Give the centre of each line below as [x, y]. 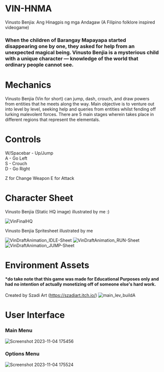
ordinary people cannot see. [39, 64]
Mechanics [28, 85]
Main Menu [19, 331]
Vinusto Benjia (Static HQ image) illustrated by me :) [57, 211]
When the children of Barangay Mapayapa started [66, 40]
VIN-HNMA [29, 9]
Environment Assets [47, 265]
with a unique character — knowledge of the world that [72, 58]
